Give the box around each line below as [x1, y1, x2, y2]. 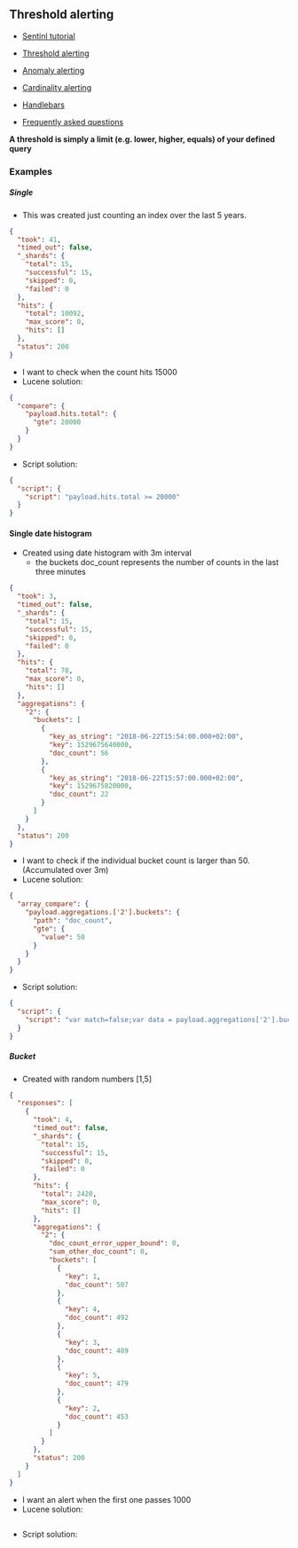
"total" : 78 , [25, 666, 74, 675]
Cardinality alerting [21, 82, 92, 92]
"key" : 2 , [65, 1403, 101, 1413]
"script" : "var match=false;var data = [25, 1015, 173, 1024]
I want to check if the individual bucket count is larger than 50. [21, 855, 250, 866]
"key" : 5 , [65, 1371, 101, 1380]
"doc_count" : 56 [48, 749, 109, 758]
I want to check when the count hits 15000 [21, 366, 177, 377]
